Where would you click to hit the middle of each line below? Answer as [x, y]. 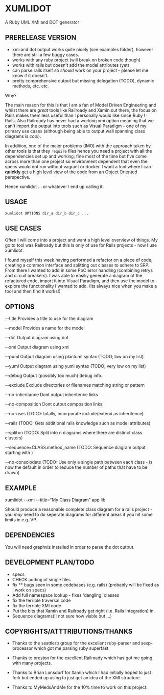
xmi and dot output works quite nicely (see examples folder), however [82, 49]
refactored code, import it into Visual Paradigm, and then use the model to [80, 281]
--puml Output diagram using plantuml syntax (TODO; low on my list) [74, 357]
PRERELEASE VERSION [41, 38]
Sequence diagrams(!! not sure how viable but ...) [62, 616]
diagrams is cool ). [23, 136]
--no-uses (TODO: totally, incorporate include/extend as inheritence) [74, 414]
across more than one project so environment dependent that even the [76, 161]
